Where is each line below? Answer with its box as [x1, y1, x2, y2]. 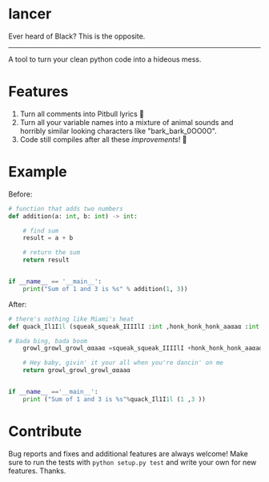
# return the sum [22, 249, 81, 257]
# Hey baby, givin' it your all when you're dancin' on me [22, 358, 224, 367]
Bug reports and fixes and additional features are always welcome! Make [8, 448, 248, 458]
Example [8, 163, 67, 181]
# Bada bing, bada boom [8, 337, 88, 345]
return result [22, 256, 70, 265]
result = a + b [22, 234, 74, 242]
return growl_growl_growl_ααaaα [22, 367, 130, 375]
